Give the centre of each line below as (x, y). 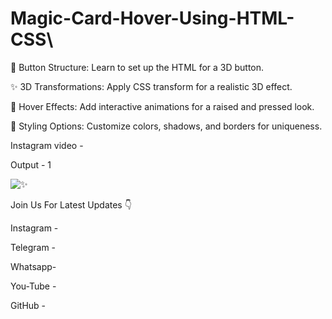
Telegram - (33, 247)
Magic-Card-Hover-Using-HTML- (152, 18)
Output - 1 (31, 164)
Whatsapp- (33, 266)
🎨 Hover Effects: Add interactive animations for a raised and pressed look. (162, 106)
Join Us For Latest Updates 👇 (71, 204)
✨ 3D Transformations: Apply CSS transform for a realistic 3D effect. (151, 86)
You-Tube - (33, 286)
